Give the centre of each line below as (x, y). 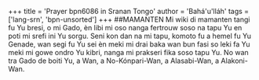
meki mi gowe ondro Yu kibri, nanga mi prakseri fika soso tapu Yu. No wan (128, 52)
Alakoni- (235, 61)
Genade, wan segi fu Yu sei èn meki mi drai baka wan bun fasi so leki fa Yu (129, 44)
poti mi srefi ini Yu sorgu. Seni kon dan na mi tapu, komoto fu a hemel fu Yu (129, 36)
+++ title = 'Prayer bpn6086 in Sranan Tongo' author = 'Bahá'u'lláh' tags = (129, 11)
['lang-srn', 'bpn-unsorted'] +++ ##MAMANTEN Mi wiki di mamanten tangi (129, 19)
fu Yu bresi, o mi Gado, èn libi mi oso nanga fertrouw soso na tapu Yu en (125, 28)
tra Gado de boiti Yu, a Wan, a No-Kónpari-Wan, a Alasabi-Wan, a (114, 61)
